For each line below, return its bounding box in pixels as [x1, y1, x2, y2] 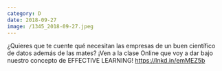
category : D [7, 10, 41, 17]
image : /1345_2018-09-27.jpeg [7, 23, 94, 30]
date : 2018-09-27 [7, 17, 57, 23]
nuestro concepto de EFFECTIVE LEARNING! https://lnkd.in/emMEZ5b [7, 57, 206, 65]
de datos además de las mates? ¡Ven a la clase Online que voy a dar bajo [7, 49, 213, 57]
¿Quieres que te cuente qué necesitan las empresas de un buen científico [7, 42, 216, 50]
